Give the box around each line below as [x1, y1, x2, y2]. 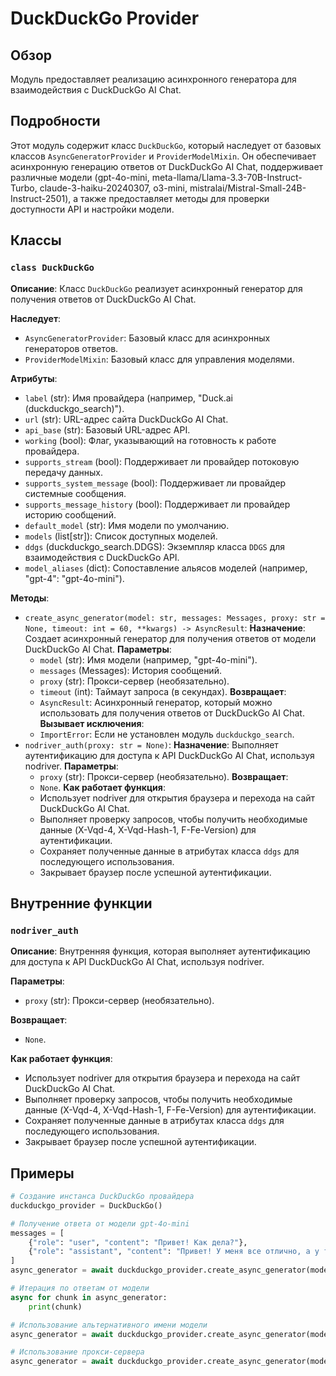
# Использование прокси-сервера [10, 1347, 145, 1357]
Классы [10, 232, 62, 249]
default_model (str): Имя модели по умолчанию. [24, 519, 230, 531]
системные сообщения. [24, 487, 127, 499]
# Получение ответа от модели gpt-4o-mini [10, 1218, 190, 1229]
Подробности [10, 113, 101, 130]
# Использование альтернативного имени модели [10, 1320, 208, 1330]
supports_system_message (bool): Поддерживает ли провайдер [24, 477, 287, 489]
